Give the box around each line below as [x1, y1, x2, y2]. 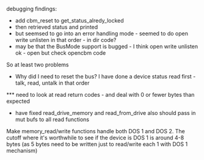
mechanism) [6, 147, 38, 154]
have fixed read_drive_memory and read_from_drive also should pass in [15, 110, 196, 116]
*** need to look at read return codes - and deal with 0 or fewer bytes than [6, 91, 195, 98]
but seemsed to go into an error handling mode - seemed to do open [15, 30, 188, 37]
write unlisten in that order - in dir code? [15, 37, 117, 43]
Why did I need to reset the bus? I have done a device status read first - [15, 73, 196, 80]
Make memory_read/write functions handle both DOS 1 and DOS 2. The [6, 128, 185, 134]
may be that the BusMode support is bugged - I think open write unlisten [15, 43, 199, 50]
